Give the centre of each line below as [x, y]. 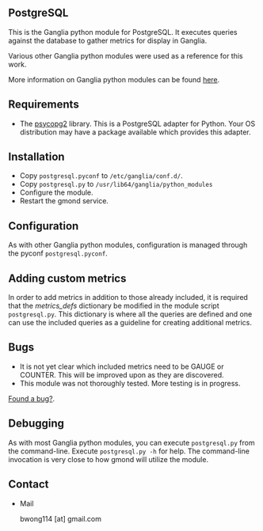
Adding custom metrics [67, 278]
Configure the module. [56, 192]
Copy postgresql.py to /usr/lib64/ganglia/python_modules [116, 184]
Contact [29, 485]
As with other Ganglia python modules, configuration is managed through [128, 245]
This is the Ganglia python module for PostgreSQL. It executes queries [123, 32]
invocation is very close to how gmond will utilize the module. [108, 459]
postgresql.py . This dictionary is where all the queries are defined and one [130, 314]
